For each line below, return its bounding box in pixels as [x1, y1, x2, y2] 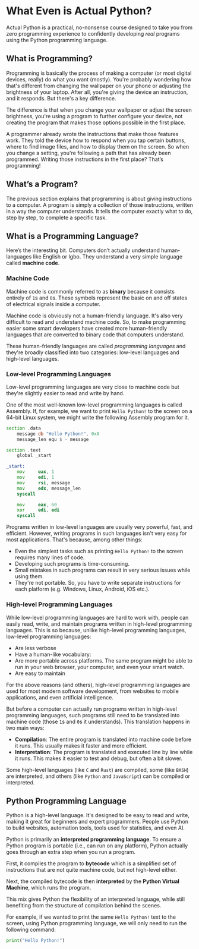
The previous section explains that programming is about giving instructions [6, 195, 192, 202]
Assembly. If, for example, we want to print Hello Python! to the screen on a [6, 407, 192, 414]
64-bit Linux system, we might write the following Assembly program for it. [6, 414, 189, 421]
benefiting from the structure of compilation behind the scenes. [6, 902, 162, 909]
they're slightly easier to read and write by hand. [6, 389, 125, 396]
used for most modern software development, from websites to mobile [6, 688, 179, 695]
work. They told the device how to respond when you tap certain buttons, [6, 137, 186, 144]
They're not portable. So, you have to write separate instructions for [14, 579, 181, 587]
